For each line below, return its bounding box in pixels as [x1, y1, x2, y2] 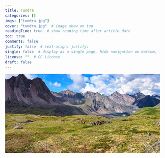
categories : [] [5, 13, 36, 18]
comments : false [5, 39, 38, 44]
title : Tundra [5, 8, 34, 13]
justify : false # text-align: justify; [5, 44, 89, 49]
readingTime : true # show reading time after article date [5, 28, 131, 34]
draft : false [5, 59, 32, 65]
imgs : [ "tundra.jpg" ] [5, 18, 50, 23]
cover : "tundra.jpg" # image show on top [5, 24, 93, 28]
